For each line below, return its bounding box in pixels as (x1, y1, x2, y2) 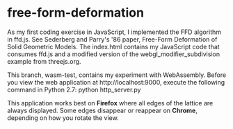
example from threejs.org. (7, 57, 81, 65)
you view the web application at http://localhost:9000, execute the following (7, 78, 225, 86)
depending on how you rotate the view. (7, 113, 120, 122)
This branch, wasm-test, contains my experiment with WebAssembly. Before (7, 71, 227, 79)
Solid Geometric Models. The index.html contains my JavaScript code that (7, 42, 220, 51)
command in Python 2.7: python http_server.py (7, 85, 141, 94)
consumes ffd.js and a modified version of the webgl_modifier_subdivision (7, 50, 220, 58)
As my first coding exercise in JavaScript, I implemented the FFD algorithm (7, 28, 221, 36)
